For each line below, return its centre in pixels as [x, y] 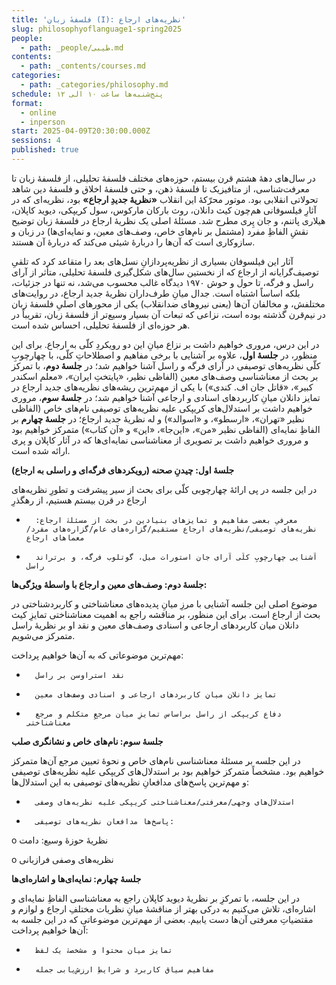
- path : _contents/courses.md [83, 66]
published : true [45, 150]
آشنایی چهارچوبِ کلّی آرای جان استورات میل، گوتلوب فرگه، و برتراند [176, 557]
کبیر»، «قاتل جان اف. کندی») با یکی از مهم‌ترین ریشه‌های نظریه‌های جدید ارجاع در [162, 387]
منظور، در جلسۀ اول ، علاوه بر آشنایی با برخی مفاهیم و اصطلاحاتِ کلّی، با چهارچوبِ [164, 355]
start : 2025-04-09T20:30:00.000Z [81, 131]
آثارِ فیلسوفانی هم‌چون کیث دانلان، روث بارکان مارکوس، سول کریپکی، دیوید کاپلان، [164, 210]
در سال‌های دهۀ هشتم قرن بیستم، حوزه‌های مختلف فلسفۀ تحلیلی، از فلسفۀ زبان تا [163, 178]
